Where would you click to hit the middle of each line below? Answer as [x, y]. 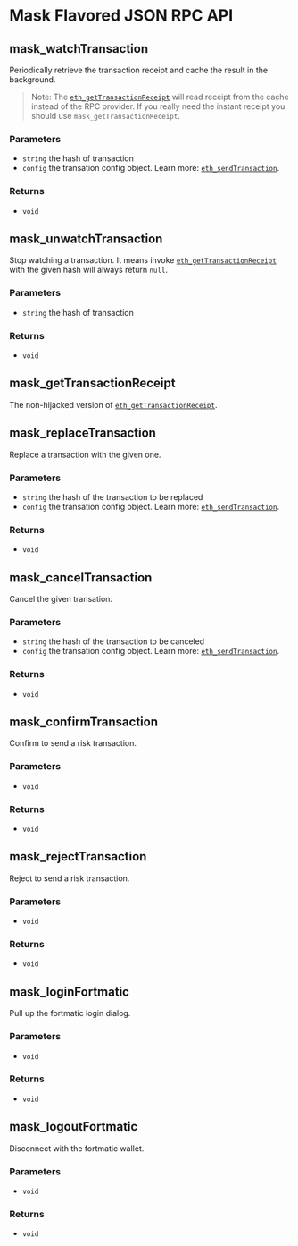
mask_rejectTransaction [78, 856]
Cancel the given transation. [61, 599]
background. [33, 80]
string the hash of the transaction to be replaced [112, 496]
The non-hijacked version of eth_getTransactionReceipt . [113, 404]
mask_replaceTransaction [83, 433]
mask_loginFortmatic [69, 992]
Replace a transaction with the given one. [85, 454]
